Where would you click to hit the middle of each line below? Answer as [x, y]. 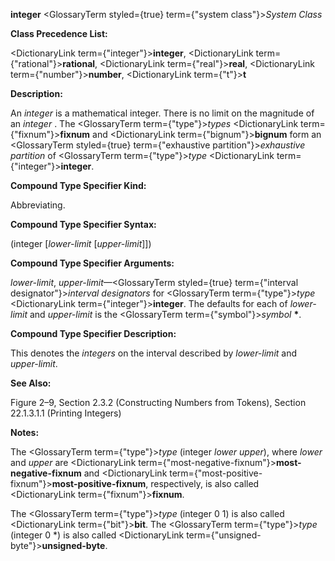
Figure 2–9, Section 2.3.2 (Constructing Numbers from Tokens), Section [158, 402]
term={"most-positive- [216, 473]
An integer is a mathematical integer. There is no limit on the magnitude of [162, 113]
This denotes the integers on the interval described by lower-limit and [154, 353]
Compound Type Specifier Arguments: [92, 263]
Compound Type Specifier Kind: [78, 185]
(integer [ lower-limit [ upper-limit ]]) [81, 243]
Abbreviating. [38, 205]
